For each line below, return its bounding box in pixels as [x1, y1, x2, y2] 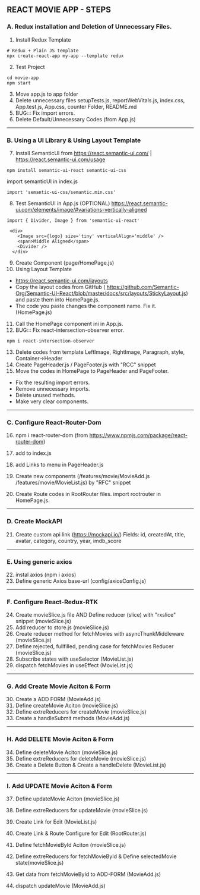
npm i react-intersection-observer [7, 338, 95, 344]
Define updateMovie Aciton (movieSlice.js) [15, 795, 120, 802]
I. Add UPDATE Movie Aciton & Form [7, 781, 112, 790]
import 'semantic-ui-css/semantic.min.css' [7, 189, 116, 195]
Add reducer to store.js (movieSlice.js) [15, 624, 109, 631]
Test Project [15, 63, 45, 70]
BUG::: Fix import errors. [15, 109, 75, 117]
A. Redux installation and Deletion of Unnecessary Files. [7, 23, 172, 31]
